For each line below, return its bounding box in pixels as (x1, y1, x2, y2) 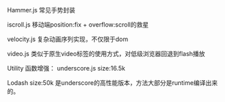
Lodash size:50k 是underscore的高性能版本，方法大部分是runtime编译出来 (7, 79, 218, 87)
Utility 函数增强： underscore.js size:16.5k (7, 64, 126, 72)
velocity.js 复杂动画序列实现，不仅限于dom (7, 35, 129, 43)
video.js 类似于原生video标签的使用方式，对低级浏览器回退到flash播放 (7, 50, 205, 58)
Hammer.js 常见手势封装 (7, 6, 76, 14)
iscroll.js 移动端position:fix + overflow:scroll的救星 (7, 21, 149, 29)
